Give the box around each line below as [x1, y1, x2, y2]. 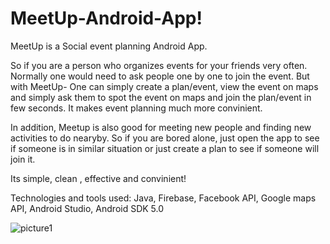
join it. [10, 153, 36, 165]
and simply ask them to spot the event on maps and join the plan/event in [10, 91, 312, 103]
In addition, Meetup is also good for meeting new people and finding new [10, 121, 312, 133]
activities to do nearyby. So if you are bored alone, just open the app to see [10, 132, 320, 144]
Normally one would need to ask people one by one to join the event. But [10, 70, 310, 82]
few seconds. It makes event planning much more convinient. [10, 102, 263, 114]
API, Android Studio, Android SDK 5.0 [10, 202, 165, 214]
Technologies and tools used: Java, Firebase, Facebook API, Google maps [10, 192, 317, 204]
